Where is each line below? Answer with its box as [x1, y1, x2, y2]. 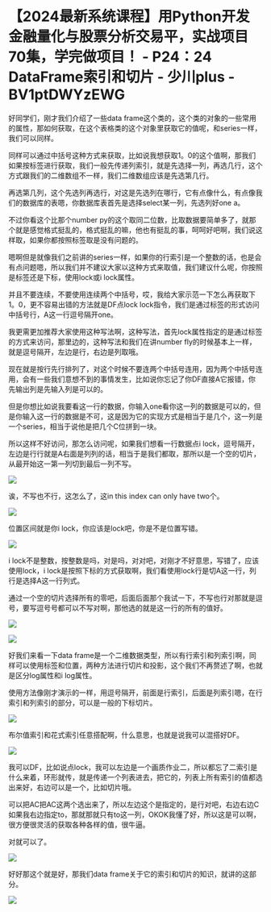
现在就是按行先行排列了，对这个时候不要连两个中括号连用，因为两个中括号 [8, 364, 256, 373]
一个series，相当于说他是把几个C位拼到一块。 [8, 421, 161, 431]
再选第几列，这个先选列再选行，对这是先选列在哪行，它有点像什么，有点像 [8, 187, 256, 198]
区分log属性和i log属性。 [15, 670, 97, 680]
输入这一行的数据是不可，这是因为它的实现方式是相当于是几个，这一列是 [22, 411, 263, 421]
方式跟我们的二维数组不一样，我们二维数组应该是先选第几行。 [8, 170, 214, 180]
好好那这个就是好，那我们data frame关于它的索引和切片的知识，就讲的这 [8, 868, 250, 879]
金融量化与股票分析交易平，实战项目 [8, 27, 249, 46]
